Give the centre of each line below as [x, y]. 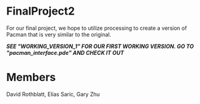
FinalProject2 [40, 11]
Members [31, 78]
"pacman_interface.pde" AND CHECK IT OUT [65, 52]
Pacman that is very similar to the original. [59, 34]
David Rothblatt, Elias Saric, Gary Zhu [53, 94]
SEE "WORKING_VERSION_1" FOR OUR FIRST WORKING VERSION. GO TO [100, 46]
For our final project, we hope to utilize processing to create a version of [97, 28]
